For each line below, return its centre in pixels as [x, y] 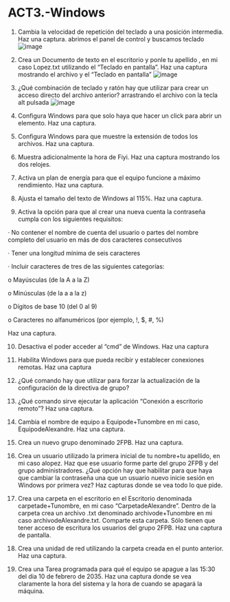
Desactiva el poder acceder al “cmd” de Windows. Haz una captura [113, 346]
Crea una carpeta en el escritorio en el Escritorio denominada [105, 498]
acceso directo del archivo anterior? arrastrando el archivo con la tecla [118, 95]
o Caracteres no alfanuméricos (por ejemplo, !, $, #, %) [86, 320]
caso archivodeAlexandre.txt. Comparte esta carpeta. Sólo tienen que [116, 520]
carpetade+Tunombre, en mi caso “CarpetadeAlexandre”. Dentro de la [117, 506]
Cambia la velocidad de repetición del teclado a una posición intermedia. [120, 32]
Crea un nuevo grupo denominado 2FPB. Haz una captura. [101, 442]
